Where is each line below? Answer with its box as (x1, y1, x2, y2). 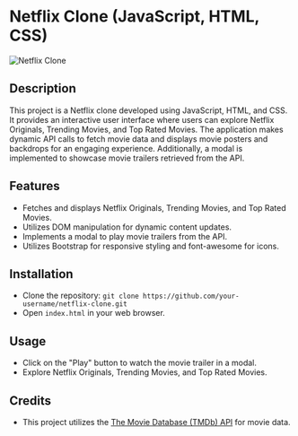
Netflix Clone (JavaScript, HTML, (9, 6, 260, 27)
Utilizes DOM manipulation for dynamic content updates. (22, 222, 232, 232)
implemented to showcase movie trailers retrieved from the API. (9, 153, 245, 163)
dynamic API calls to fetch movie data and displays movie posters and (9, 133, 268, 144)
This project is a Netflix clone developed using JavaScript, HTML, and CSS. (9, 105, 288, 116)
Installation (9, 266, 74, 282)
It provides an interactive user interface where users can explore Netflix (9, 114, 275, 125)
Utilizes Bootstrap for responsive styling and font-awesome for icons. (22, 240, 280, 251)
